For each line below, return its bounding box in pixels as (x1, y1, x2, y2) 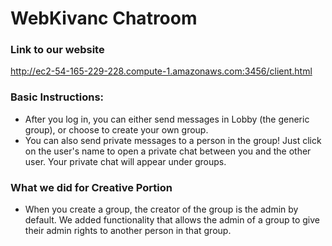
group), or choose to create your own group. (24, 123, 209, 136)
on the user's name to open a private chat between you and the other (24, 145, 312, 157)
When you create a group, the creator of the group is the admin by (24, 203, 299, 216)
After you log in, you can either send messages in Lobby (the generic (24, 113, 310, 125)
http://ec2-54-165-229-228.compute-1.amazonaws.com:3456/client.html (10, 65, 313, 77)
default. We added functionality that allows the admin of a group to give (24, 214, 320, 226)
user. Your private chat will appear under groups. (24, 155, 227, 167)
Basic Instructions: (10, 90, 105, 104)
